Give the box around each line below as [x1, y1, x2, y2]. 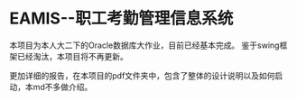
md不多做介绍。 [32, 81, 93, 92]
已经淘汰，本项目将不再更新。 [16, 50, 128, 61]
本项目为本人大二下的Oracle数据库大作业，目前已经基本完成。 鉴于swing [9, 40, 280, 50]
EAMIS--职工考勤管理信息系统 [9, 8, 234, 29]
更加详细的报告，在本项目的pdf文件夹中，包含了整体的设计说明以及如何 [9, 69, 275, 81]
